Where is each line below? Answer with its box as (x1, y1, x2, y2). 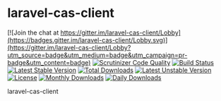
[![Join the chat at (7, 28, 59, 37)
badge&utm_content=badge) (7, 58, 91, 66)
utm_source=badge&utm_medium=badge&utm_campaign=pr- (7, 51, 188, 59)
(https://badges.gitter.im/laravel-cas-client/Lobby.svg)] (7, 35, 168, 44)
